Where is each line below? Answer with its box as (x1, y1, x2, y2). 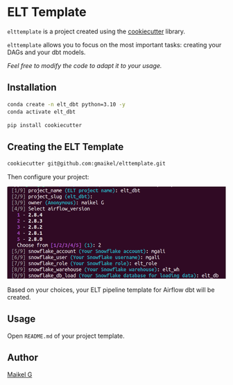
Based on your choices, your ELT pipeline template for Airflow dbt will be (7, 286, 215, 294)
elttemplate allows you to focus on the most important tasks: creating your (7, 40, 222, 49)
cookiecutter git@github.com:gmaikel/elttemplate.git (7, 161, 166, 167)
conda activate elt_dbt (7, 108, 76, 115)
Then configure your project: (7, 173, 89, 181)
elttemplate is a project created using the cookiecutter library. (7, 27, 186, 35)
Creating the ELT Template (7, 140, 124, 153)
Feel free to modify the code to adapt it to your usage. (7, 61, 162, 69)
